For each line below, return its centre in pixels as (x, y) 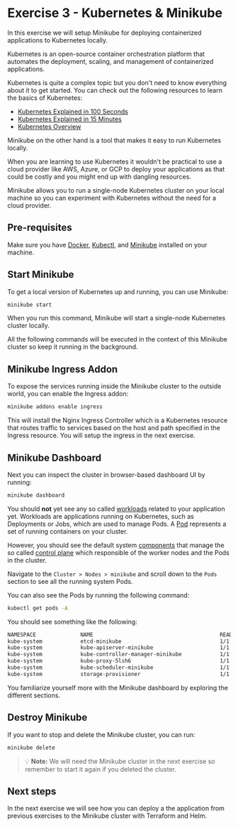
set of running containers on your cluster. (68, 531)
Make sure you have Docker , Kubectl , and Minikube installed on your (107, 244)
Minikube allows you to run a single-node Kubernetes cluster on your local (116, 190)
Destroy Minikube (47, 718)
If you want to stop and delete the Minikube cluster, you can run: (101, 734)
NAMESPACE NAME (50, 635)
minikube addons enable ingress (55, 407)
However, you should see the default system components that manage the (116, 545)
